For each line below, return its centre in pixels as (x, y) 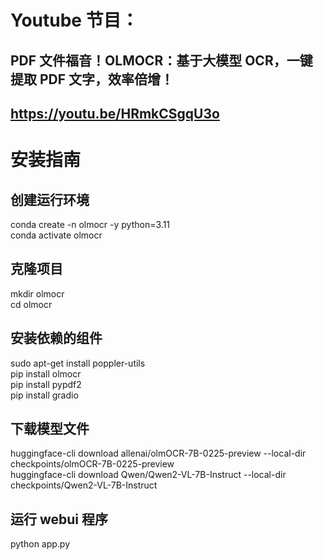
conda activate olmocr (56, 235)
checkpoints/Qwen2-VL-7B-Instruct (84, 485)
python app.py (40, 544)
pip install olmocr (46, 373)
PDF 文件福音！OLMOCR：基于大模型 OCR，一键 (161, 60)
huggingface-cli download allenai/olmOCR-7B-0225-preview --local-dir (158, 453)
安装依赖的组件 (56, 338)
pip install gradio (44, 395)
